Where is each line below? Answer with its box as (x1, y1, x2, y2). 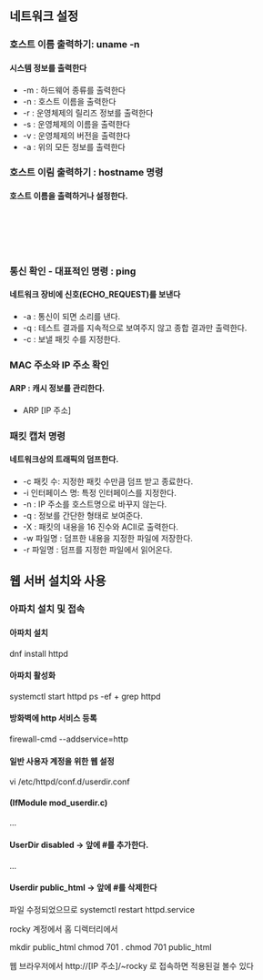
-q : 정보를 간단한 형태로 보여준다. (22, 510, 144, 521)
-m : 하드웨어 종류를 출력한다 (22, 85, 126, 96)
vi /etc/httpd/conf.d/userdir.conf (9, 776, 130, 787)
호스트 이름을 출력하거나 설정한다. (9, 190, 128, 202)
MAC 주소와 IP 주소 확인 (9, 359, 109, 371)
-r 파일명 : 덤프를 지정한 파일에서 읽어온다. (22, 544, 173, 555)
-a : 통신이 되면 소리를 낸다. (22, 310, 121, 321)
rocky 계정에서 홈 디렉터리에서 (9, 923, 118, 935)
